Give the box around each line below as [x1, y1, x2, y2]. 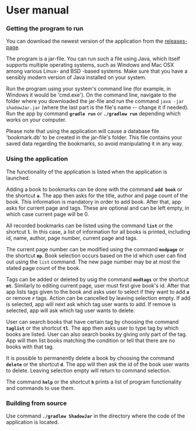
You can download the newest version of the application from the [6, 37, 164, 45]
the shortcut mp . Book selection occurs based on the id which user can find [6, 252, 187, 259]
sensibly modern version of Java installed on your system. [6, 74, 147, 81]
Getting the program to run [6, 25, 84, 33]
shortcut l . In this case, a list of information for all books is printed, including [6, 228, 191, 235]
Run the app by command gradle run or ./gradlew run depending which [6, 110, 181, 117]
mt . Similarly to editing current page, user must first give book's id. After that [6, 282, 190, 289]
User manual [6, 4, 69, 17]
